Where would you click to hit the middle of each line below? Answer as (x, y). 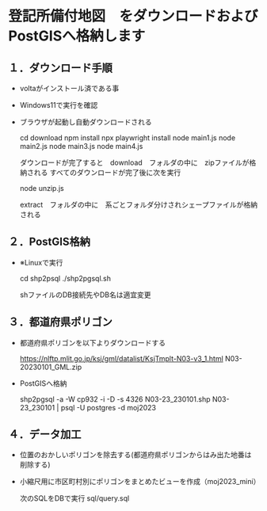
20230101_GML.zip (50, 367)
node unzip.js (42, 188)
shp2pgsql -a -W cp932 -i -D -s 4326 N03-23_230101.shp (115, 399)
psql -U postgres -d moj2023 (109, 407)
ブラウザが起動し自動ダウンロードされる (86, 122)
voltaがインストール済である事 (69, 88)
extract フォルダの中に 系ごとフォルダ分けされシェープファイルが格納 (139, 204)
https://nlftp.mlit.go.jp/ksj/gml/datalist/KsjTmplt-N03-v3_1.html (121, 358)
